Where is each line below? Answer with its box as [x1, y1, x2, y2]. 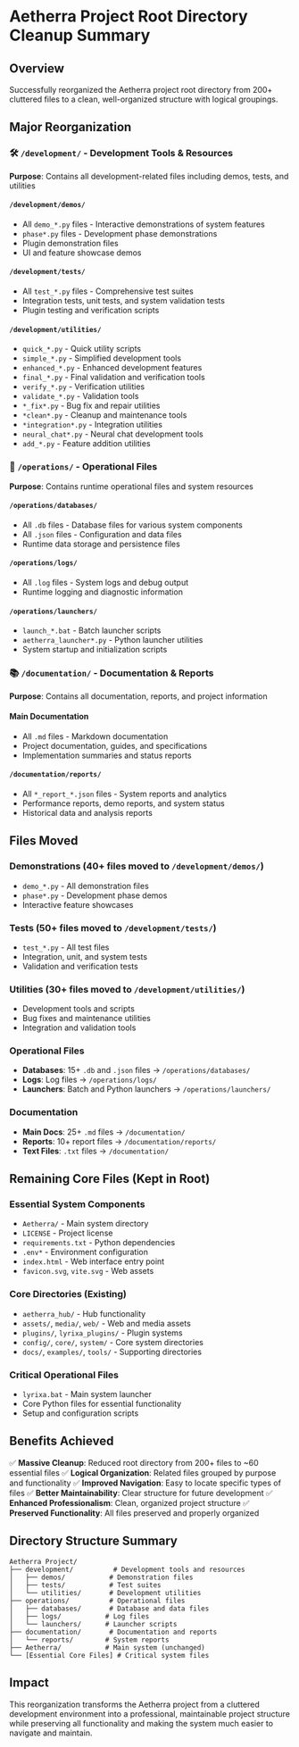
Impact [9, 1676, 49, 1691]
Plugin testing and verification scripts [21, 305, 160, 316]
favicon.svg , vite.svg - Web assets [21, 1266, 154, 1277]
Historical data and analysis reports [21, 807, 154, 818]
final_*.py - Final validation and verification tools [21, 372, 205, 383]
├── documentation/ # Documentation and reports [9, 1627, 218, 1636]
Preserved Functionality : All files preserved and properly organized [9, 1507, 260, 1518]
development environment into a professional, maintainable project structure [9, 1708, 290, 1719]
